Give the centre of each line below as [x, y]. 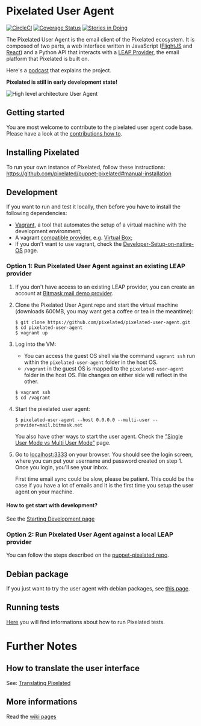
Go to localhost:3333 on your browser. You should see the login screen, [104, 454]
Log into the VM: [36, 344]
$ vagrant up [31, 333]
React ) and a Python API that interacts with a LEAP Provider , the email [93, 52]
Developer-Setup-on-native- [159, 244]
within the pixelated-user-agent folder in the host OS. [91, 362]
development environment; [48, 231]
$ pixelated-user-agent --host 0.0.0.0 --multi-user [82, 420]
